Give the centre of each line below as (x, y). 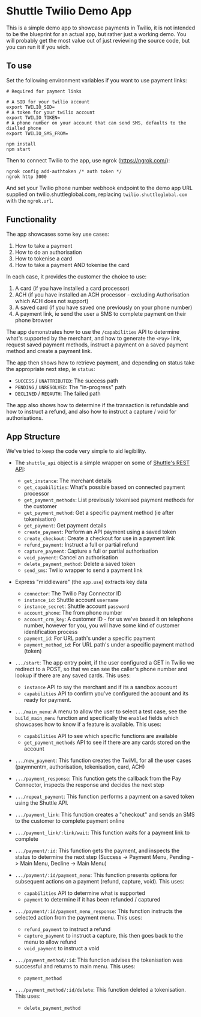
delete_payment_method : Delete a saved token (80, 564)
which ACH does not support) (52, 301)
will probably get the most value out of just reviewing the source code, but (98, 40)
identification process (51, 632)
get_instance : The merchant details (68, 481)
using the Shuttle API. (42, 803)
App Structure (33, 436)
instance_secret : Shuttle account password (76, 606)
